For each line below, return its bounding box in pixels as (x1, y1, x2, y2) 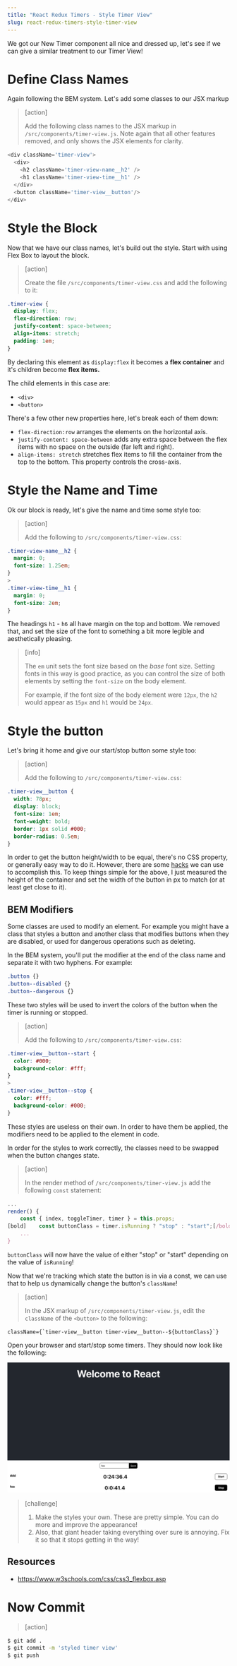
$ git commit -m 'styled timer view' (7, 1645, 119, 1652)
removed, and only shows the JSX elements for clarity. (24, 137, 183, 145)
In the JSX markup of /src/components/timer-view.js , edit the (24, 1306, 205, 1314)
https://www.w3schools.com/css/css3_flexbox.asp (17, 1574, 166, 1583)
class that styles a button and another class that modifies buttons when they (7, 930, 229, 938)
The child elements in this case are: (7, 378, 111, 388)
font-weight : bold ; (13, 817, 71, 825)
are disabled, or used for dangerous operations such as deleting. (7, 937, 196, 946)
